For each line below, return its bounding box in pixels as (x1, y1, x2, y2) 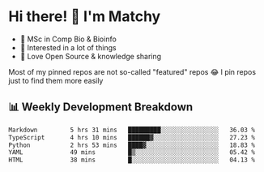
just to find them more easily (8, 75, 104, 85)
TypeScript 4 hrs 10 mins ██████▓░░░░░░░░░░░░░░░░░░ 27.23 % (8, 133, 255, 141)
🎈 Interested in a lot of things (19, 42, 117, 52)
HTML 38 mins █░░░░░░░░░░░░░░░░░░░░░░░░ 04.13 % (8, 156, 255, 165)
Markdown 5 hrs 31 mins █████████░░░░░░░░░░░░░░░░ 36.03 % (8, 126, 255, 134)
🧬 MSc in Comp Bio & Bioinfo (19, 34, 117, 44)
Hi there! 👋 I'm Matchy (8, 7, 161, 26)
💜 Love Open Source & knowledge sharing (19, 51, 162, 61)
